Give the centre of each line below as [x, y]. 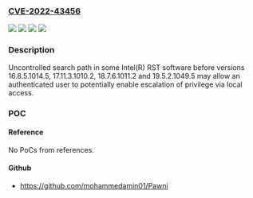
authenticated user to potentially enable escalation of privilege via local [125, 84]
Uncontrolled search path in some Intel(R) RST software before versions [126, 67]
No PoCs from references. [51, 149]
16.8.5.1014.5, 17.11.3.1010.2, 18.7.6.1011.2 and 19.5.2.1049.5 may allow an [125, 76]
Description [32, 50]
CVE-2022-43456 [45, 11]
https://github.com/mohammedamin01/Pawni [94, 185]
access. [21, 92]
